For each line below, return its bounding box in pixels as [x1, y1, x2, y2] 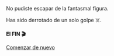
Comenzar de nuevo [6, 44, 56, 51]
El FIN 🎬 [6, 30, 26, 37]
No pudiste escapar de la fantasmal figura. [6, 5, 109, 12]
